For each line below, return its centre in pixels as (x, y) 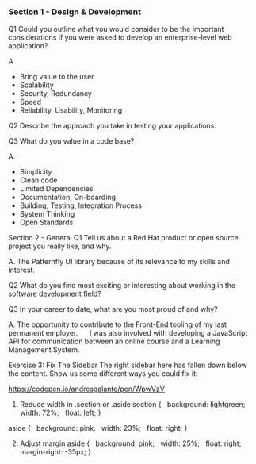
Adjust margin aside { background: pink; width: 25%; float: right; (130, 443)
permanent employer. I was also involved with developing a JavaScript (128, 333)
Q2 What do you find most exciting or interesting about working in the (122, 286)
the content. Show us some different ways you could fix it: (103, 374)
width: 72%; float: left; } (60, 413)
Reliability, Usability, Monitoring (71, 110)
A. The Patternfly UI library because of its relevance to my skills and (119, 262)
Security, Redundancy (56, 94)
